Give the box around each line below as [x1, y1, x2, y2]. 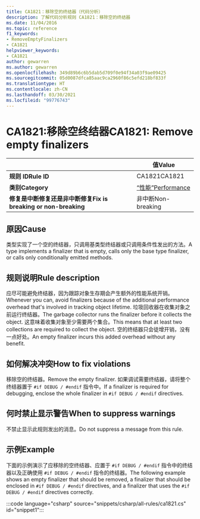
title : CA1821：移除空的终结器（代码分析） [6, 8, 103, 15]
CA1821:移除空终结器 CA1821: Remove [6, 125, 193, 138]
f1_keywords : [6, 31, 39, 37]
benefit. [6, 340, 26, 347]
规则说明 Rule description [6, 272, 100, 283]
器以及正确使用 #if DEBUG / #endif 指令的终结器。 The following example [6, 469, 186, 476]
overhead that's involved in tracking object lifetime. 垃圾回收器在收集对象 [6, 303, 186, 310]
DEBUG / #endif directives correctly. [6, 488, 94, 495]
